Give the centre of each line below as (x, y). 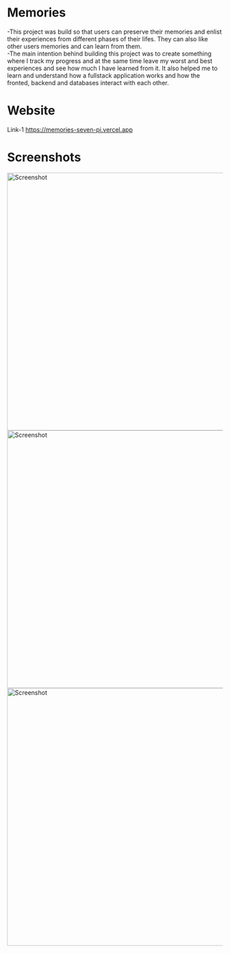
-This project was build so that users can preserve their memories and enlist (115, 32)
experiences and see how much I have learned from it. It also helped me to (112, 68)
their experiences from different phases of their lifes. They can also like (108, 38)
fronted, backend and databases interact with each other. (88, 82)
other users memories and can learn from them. (75, 46)
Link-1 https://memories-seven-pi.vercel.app (70, 129)
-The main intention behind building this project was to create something (110, 54)
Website (31, 111)
